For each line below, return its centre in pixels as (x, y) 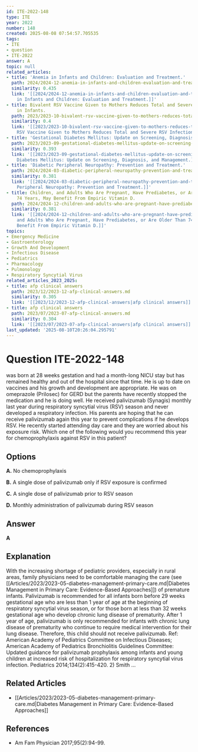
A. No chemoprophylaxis (36, 471)
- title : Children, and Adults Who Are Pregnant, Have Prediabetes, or (96, 192)
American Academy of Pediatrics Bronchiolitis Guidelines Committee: (90, 646)
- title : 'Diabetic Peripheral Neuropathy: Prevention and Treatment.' (96, 165)
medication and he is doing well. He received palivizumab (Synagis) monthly (99, 400)
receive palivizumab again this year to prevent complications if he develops (98, 419)
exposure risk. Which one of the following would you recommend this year (96, 432)
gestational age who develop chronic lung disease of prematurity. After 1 (94, 614)
